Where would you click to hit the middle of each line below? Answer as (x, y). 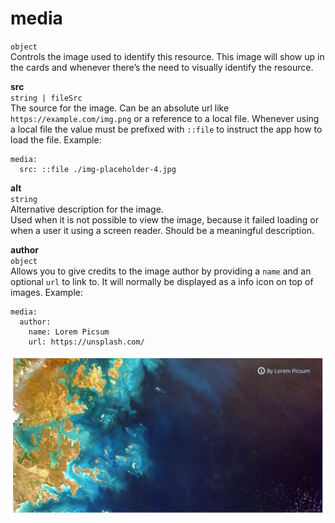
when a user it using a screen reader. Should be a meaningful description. (162, 230)
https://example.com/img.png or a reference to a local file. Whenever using (165, 118)
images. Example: (46, 292)
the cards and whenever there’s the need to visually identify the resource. (162, 67)
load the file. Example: (56, 139)
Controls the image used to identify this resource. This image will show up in (167, 56)
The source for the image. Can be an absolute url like (120, 108)
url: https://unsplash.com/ (86, 342)
